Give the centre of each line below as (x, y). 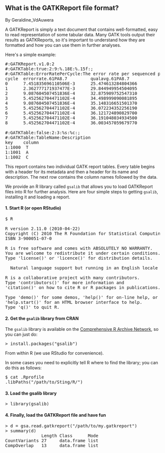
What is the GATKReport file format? (62, 8)
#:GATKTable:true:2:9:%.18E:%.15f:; (49, 69)
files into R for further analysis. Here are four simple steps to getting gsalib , (82, 191)
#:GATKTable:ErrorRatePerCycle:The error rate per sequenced (80, 74)
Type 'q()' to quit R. (32, 307)
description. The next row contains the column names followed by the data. (82, 177)
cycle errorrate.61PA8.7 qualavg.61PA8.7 (67, 79)
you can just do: (21, 334)
